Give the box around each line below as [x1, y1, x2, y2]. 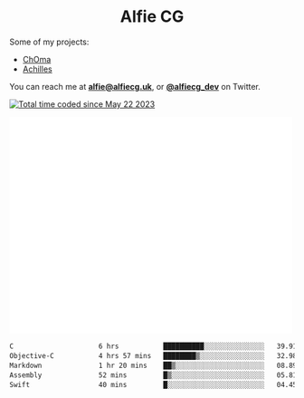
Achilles [22, 63, 52, 74]
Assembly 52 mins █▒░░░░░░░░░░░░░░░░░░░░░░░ [9, 370, 265, 380]
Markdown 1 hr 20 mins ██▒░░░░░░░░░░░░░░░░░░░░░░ [9, 361, 265, 370]
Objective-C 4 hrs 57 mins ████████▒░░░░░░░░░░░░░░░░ [9, 352, 265, 361]
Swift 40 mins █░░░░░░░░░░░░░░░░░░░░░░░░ [9, 380, 265, 389]
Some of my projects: [9, 36, 90, 47]
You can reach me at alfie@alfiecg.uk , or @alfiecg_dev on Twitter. [9, 81, 261, 92]
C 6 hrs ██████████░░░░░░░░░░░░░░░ [9, 342, 265, 351]
